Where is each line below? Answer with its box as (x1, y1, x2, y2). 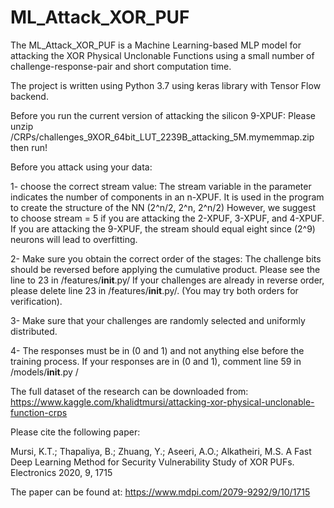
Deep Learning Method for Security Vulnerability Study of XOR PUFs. (10, 456, 295, 468)
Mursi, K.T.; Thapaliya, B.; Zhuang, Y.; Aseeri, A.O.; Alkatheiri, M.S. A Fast (10, 445, 312, 457)
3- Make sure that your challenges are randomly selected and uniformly (10, 314, 306, 326)
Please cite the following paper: (10, 426, 141, 438)
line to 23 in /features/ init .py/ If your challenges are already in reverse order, (10, 274, 325, 286)
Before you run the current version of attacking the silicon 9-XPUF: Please (10, 109, 316, 121)
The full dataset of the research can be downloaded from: (10, 385, 249, 397)
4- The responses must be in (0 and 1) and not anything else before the (10, 344, 305, 356)
